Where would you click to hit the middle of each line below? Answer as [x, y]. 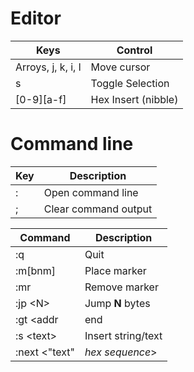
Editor [36, 18]
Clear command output [98, 209]
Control [134, 50]
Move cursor [120, 67]
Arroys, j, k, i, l [48, 67]
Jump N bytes [117, 303]
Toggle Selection [130, 83]
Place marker [115, 270]
